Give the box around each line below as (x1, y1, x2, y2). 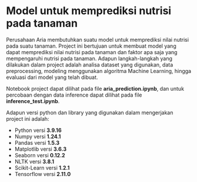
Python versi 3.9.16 (14, 127, 62, 134)
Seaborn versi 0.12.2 (14, 151, 66, 158)
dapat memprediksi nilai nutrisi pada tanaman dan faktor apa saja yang (6, 48, 178, 55)
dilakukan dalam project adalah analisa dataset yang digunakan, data (6, 61, 173, 68)
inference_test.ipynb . (6, 97, 60, 104)
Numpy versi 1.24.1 (14, 133, 61, 140)
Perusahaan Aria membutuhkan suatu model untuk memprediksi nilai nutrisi (6, 36, 189, 43)
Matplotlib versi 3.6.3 (14, 145, 66, 153)
